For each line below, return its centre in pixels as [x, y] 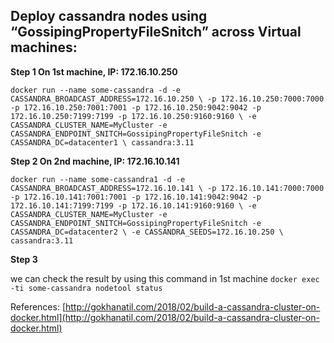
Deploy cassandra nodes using [109, 16]
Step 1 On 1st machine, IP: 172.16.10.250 [94, 71]
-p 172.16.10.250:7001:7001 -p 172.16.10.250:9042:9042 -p [136, 107]
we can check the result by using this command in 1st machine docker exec [165, 278]
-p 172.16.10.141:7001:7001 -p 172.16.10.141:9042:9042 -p [136, 197]
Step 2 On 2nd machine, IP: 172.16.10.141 [95, 161]
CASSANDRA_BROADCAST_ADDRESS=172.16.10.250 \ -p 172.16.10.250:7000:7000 [167, 99]
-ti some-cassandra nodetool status [86, 288]
